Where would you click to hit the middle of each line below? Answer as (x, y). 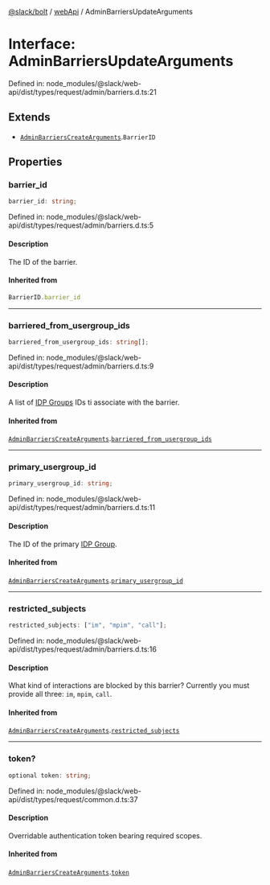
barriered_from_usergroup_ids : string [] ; (79, 342)
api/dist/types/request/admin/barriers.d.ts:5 (81, 225)
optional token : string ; (50, 776)
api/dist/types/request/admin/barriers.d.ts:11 (82, 508)
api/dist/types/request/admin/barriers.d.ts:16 (82, 649)
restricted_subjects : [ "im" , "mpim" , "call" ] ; (88, 626)
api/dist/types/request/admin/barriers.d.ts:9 (81, 366)
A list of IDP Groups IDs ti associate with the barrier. (94, 402)
